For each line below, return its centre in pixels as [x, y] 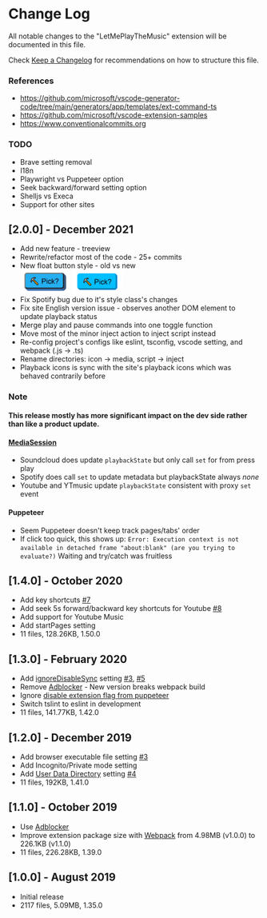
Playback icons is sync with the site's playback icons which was [126, 367]
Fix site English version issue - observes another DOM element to [128, 308]
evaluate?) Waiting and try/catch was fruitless [96, 556]
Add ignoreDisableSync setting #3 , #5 [82, 679]
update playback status [58, 316]
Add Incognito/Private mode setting [78, 765]
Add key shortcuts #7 [55, 600]
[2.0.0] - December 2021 [71, 229]
